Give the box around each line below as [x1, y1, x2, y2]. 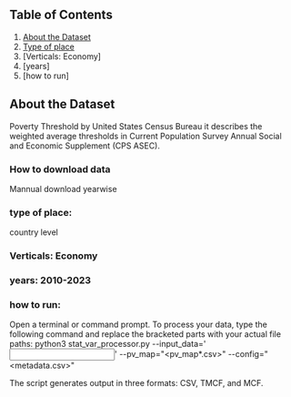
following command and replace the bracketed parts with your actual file [9, 329, 282, 340]
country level [9, 227, 59, 238]
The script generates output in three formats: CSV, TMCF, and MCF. [9, 378, 264, 389]
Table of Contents [9, 7, 114, 23]
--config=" [227, 349, 268, 360]
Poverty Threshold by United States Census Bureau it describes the [9, 120, 263, 131]
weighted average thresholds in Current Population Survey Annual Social [9, 130, 282, 141]
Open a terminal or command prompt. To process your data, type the [9, 319, 268, 331]
